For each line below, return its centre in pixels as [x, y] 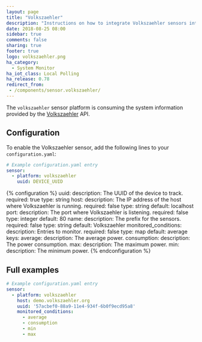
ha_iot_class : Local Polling [43, 74]
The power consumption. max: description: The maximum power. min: [93, 244]
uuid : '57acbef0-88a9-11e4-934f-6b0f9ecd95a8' [76, 306]
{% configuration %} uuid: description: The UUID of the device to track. [95, 193]
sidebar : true [24, 34]
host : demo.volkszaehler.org [54, 300]
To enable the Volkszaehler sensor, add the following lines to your [88, 147]
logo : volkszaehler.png [36, 57]
